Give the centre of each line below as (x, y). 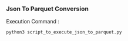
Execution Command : (33, 22)
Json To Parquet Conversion (48, 9)
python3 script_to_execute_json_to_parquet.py (64, 32)
